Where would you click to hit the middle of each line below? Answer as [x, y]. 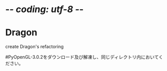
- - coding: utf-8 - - [44, 9]
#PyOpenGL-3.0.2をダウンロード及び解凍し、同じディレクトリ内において [82, 57]
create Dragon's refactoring [34, 47]
